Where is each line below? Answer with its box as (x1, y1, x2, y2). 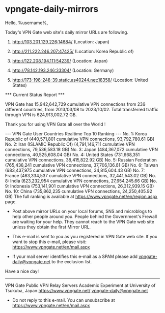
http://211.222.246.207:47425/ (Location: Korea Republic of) (12, 48, 134, 54)
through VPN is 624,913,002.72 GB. (5, 112, 77, 118)
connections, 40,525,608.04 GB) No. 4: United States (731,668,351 (5, 152, 140, 157)
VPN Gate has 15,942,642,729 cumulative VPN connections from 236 (5, 101, 146, 107)
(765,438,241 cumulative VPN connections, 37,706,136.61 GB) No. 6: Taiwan (5, 162, 158, 168)
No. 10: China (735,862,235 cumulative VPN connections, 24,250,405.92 (5, 188, 152, 194)
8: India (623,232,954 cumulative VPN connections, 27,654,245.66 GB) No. (5, 178, 157, 184)
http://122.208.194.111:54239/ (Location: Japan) (12, 58, 108, 63)
